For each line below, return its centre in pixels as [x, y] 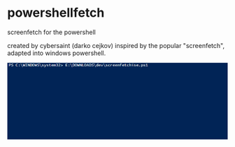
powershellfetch [56, 13]
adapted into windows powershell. [57, 53]
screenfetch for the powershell [51, 32]
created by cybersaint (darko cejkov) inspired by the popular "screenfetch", [116, 45]
